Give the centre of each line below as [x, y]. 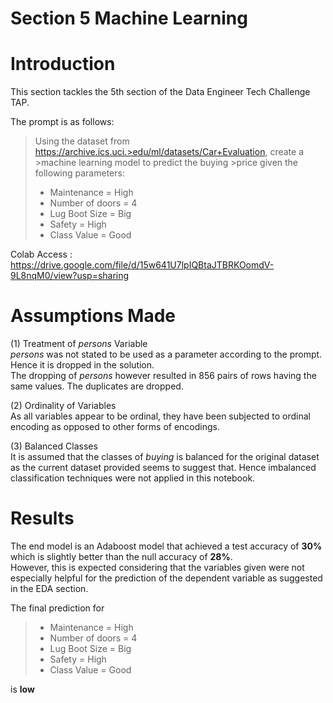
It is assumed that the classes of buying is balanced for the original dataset [165, 457]
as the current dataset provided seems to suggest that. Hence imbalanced [163, 468]
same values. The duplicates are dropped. [97, 386]
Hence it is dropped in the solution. [82, 365]
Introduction [63, 64]
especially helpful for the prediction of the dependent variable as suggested [166, 578]
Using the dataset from [82, 141]
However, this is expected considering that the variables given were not [157, 567]
